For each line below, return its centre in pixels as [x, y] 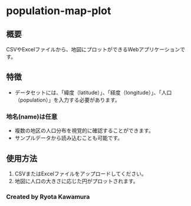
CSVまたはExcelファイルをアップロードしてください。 [81, 174]
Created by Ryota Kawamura [48, 197]
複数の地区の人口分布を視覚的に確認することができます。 [84, 130]
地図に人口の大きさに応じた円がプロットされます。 [76, 181]
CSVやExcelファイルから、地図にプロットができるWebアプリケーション [93, 49]
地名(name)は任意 [32, 116]
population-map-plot [59, 11]
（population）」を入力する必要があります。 [67, 100]
